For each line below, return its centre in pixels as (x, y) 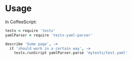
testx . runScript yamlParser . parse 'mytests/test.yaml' (71, 53)
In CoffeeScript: (21, 22)
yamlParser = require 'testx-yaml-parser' (49, 35)
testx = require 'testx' (30, 30)
